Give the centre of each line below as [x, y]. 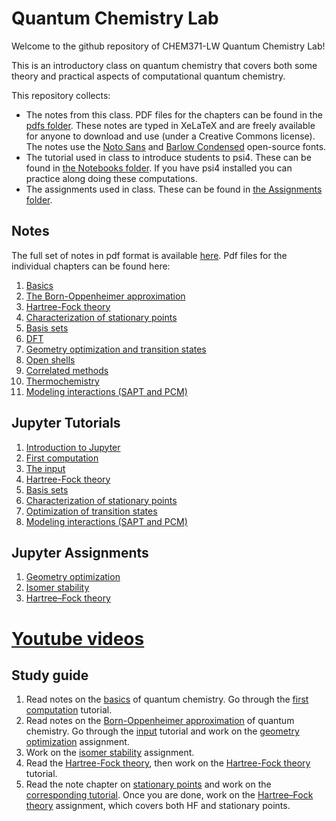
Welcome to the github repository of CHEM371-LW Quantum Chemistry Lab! [168, 46]
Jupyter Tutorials [66, 423]
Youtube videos [78, 638]
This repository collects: [61, 95]
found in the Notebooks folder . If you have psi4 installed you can [159, 168]
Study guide [50, 675]
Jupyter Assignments [80, 552]
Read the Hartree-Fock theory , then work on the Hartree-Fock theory [168, 763]
